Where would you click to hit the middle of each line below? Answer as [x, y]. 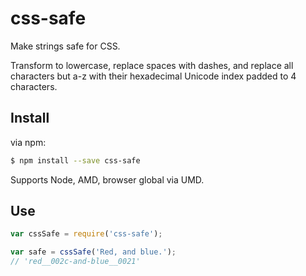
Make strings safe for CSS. [65, 46]
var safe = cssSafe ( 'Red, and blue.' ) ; [93, 252]
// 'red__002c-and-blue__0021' [75, 262]
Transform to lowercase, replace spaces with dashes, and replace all [152, 65]
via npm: [28, 142]
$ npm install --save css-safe [75, 160]
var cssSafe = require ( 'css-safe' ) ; [86, 234]
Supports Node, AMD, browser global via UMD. [107, 179]
